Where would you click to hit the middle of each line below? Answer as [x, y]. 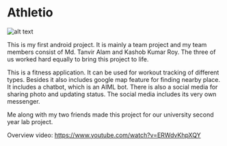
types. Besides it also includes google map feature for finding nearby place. [114, 79]
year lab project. [30, 121]
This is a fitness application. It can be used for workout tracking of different [113, 72]
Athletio [30, 13]
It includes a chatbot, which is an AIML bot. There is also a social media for [112, 87]
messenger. [24, 101]
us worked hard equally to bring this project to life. [78, 59]
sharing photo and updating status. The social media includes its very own [112, 94]
